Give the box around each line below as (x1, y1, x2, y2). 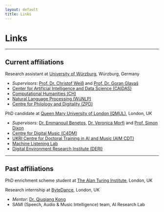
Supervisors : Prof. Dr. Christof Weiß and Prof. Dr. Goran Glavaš (12, 80, 139, 86)
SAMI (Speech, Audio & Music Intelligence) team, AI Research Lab (12, 202, 145, 208)
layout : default (5, 7, 38, 12)
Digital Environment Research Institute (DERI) (12, 146, 103, 152)
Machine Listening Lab (12, 141, 58, 147)
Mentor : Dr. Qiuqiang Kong (12, 196, 66, 202)
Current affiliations (5, 58, 64, 66)
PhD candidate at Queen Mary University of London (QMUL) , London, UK (5, 111, 152, 116)
